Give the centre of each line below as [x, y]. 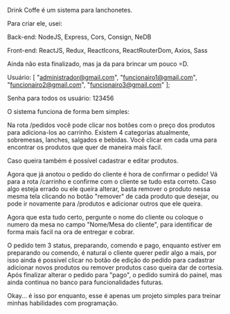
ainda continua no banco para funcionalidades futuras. [86, 282]
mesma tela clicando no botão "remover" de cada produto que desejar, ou [113, 196]
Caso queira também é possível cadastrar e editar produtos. [93, 160]
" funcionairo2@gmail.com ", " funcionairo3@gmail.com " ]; [89, 85]
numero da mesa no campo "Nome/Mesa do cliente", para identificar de [110, 224]
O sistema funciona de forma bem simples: [68, 111]
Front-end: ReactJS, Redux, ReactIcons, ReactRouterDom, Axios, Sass [107, 50]
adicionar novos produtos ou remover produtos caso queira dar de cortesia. [115, 267]
